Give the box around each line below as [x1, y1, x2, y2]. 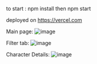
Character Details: [6, 51, 50, 58]
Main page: [6, 28, 34, 35]
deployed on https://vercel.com [6, 17, 82, 23]
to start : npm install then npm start [6, 5, 91, 12]
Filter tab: [6, 40, 29, 46]
